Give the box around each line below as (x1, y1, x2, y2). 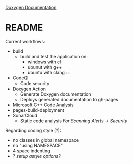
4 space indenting (12, 148, 50, 154)
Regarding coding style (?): (5, 127, 61, 133)
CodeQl (12, 75, 29, 81)
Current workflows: (5, 38, 45, 44)
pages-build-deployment (12, 107, 64, 113)
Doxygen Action (12, 86, 46, 92)
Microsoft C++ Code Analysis (12, 102, 74, 108)
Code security (20, 80, 50, 86)
